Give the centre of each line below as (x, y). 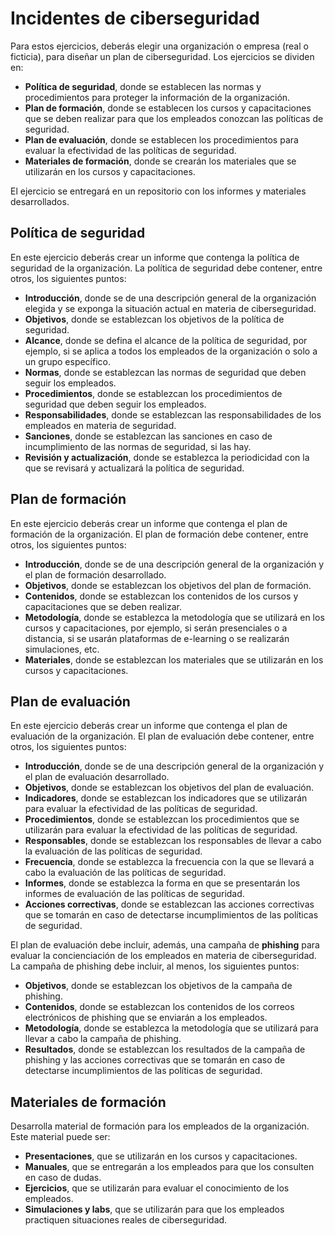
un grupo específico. (67, 361)
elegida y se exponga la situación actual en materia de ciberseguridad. (170, 308)
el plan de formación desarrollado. (95, 574)
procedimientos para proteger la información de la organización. (157, 97)
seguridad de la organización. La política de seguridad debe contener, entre (166, 268)
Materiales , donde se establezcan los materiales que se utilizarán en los (174, 659)
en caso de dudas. (63, 1178)
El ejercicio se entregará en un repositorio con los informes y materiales (158, 191)
